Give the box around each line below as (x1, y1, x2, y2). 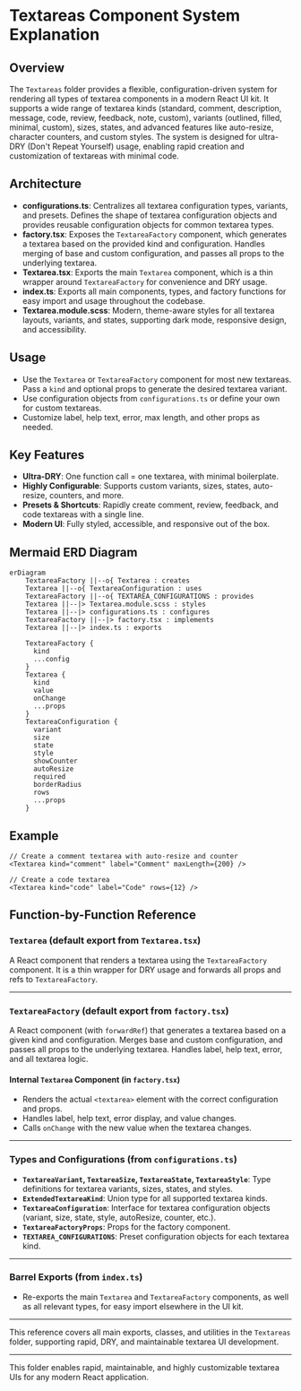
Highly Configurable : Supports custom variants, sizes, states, (21, 480, 252, 491)
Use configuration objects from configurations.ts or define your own (21, 393, 280, 403)
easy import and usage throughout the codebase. (21, 295, 206, 306)
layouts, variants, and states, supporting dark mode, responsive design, (21, 315, 287, 325)
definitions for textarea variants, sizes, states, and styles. (21, 1183, 233, 1194)
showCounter (32, 756, 78, 766)
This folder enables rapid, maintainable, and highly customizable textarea (9, 1361, 280, 1372)
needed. (21, 421, 54, 432)
